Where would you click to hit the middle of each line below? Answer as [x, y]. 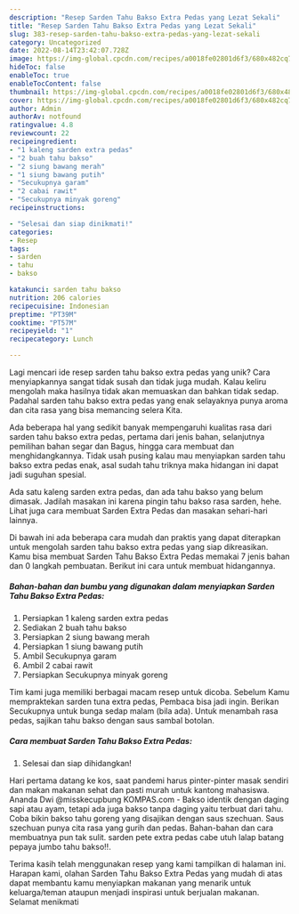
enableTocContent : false [55, 84]
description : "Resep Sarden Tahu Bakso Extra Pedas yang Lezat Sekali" [145, 17]
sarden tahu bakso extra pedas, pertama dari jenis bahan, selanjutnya [137, 437]
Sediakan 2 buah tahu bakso [74, 627]
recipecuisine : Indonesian [59, 306]
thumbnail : [29, 92]
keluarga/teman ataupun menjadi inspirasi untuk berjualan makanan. [134, 892]
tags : [19, 249]
